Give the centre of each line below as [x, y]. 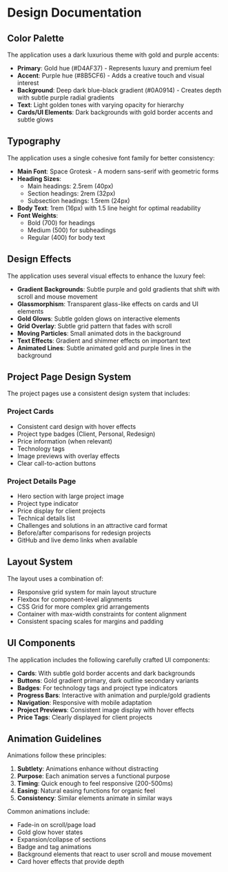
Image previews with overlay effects [69, 456]
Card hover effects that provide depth [71, 862]
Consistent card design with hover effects [76, 426]
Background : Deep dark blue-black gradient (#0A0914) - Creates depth [119, 90]
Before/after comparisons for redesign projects [84, 533]
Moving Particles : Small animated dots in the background [99, 333]
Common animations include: [49, 812]
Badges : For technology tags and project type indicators [97, 688]
